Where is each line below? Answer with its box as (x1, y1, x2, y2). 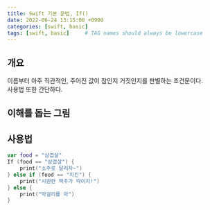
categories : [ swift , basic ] (7, 23, 89, 30)
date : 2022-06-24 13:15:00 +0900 (7, 17, 104, 24)
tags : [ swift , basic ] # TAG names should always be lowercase (7, 29, 203, 37)
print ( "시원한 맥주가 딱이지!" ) (19, 177, 100, 184)
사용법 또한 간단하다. (7, 85, 63, 94)
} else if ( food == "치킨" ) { (7, 171, 91, 178)
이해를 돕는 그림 (7, 107, 71, 119)
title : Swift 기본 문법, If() (7, 10, 89, 17)
